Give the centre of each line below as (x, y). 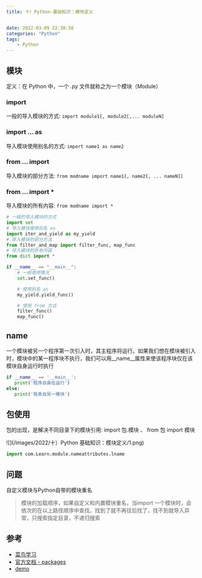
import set (20, 223)
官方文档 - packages (40, 562)
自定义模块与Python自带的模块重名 (49, 490)
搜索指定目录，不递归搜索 (69, 518)
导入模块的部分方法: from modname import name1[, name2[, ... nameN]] (95, 176)
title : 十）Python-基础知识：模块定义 (50, 12)
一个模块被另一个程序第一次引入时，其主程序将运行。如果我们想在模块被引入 (101, 350)
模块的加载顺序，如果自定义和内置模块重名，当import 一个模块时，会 (106, 503)
